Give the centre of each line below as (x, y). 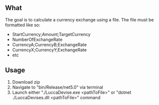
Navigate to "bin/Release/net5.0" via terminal (58, 87)
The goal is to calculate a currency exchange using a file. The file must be (79, 19)
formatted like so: (23, 25)
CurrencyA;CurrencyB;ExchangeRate (49, 44)
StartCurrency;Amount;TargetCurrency (51, 34)
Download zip (26, 82)
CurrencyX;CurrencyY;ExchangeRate (49, 50)
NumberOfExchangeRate (37, 39)
